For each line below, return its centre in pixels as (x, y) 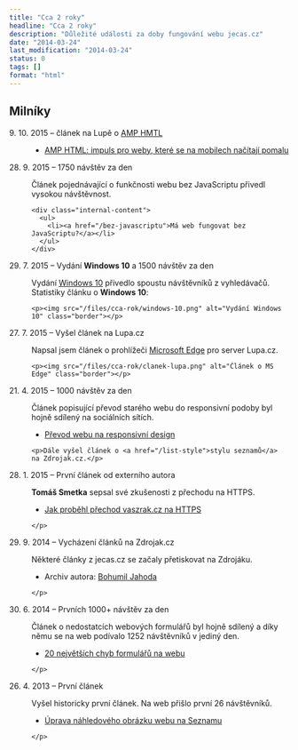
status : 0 (27, 59)
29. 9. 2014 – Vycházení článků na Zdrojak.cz (92, 542)
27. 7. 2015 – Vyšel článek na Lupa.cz (77, 332)
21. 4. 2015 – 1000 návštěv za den (71, 390)
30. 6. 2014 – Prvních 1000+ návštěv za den (89, 609)
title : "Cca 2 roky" (47, 17)
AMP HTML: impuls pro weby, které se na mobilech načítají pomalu (166, 150)
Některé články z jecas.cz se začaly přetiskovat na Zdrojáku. (142, 559)
